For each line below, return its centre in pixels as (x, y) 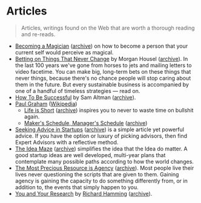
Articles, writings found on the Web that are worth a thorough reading (108, 28)
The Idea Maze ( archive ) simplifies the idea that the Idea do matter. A (101, 149)
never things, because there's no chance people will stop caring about (103, 78)
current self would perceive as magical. (64, 52)
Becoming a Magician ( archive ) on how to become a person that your (101, 46)
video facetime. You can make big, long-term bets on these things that (103, 71)
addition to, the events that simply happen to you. (77, 187)
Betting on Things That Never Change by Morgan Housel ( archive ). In (101, 59)
